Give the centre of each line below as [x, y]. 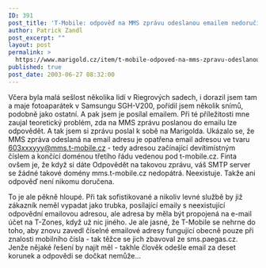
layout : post [30, 45]
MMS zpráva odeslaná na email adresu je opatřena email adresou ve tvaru [129, 139]
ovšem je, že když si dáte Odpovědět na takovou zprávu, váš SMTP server [129, 164]
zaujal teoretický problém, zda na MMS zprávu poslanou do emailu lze [123, 122]
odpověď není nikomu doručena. [61, 181]
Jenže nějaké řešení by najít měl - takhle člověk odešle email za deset [122, 247]
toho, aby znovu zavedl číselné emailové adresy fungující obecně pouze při [131, 230]
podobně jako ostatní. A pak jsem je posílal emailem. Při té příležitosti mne [129, 114]
